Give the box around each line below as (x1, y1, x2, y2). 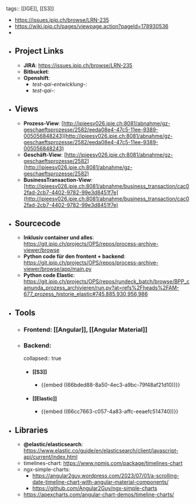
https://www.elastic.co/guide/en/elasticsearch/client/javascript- (23, 447, 178, 454)
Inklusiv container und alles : (23, 234, 94, 241)
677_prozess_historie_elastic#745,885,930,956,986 (23, 291, 148, 298)
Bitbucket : (23, 68, 49, 75)
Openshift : (23, 74, 50, 82)
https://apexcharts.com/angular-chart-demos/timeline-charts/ (23, 491, 175, 498)
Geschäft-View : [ (23, 151, 67, 158)
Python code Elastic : (23, 272, 75, 279)
